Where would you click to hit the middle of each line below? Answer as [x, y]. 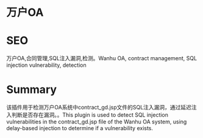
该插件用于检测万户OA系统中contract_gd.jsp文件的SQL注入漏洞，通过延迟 [99, 108]
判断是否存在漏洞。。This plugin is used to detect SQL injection [90, 115]
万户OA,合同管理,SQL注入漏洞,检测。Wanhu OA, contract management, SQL [101, 58]
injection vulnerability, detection [46, 65]
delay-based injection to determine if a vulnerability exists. [80, 128]
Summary [31, 90]
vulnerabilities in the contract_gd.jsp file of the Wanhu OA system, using [97, 122]
